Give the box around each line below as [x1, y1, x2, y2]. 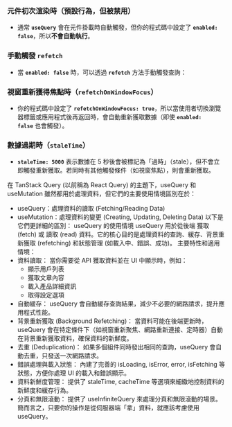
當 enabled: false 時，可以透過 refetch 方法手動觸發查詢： [17, 68, 187, 76]
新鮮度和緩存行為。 [17, 386, 73, 394]
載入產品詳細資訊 [27, 282, 77, 290]
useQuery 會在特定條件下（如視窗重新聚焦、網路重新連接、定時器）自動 [17, 326, 224, 334]
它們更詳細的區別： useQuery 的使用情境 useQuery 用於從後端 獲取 [17, 222, 210, 230]
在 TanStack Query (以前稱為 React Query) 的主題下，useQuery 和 [7, 181, 196, 189]
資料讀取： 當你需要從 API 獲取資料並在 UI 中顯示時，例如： [17, 256, 188, 265]
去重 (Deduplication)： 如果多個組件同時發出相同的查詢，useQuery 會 [17, 343, 216, 351]
